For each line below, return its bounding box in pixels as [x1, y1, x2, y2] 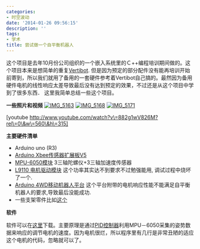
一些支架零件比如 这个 [14, 196, 67, 203]
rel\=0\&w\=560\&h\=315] [6, 120, 68, 127]
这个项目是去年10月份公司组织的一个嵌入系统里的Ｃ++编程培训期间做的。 [6, 59, 186, 66]
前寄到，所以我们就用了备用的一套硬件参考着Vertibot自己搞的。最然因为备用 [6, 74, 193, 81]
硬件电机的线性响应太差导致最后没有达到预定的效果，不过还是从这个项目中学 [6, 81, 194, 88]
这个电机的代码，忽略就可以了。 [6, 236, 85, 244]
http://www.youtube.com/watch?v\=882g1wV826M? [29, 113, 158, 121]
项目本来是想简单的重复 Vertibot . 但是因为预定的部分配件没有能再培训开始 [11, 66, 190, 73]
